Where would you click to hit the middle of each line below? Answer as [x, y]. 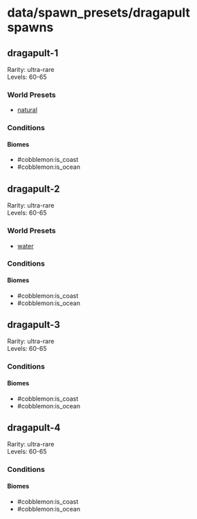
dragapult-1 [33, 53]
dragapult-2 [34, 189]
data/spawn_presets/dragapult [99, 13]
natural [27, 110]
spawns [30, 27]
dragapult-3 [34, 325]
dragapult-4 [34, 427]
